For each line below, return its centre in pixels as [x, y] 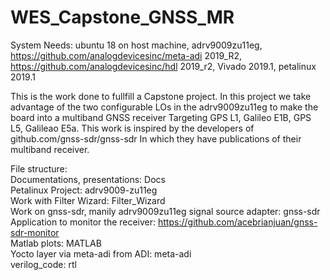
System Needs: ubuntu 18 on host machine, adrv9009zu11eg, [136, 45]
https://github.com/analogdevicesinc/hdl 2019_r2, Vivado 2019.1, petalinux [163, 66]
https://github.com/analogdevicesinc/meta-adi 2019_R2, [126, 55]
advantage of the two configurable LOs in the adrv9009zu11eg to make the [164, 107]
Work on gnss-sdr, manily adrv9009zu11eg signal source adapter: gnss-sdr [165, 211]
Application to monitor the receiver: [83, 222]
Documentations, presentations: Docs [88, 179]
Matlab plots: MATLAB [56, 243]
